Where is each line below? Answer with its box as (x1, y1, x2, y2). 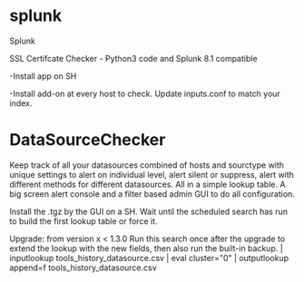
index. (9, 97, 33, 109)
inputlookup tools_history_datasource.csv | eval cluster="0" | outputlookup (9, 252, 289, 263)
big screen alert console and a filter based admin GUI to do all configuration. (9, 188, 295, 199)
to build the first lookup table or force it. (9, 215, 158, 227)
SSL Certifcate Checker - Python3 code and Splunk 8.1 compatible (9, 53, 258, 63)
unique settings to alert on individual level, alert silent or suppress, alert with (9, 169, 295, 180)
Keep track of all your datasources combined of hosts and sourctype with (9, 160, 284, 170)
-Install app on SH (9, 70, 77, 82)
